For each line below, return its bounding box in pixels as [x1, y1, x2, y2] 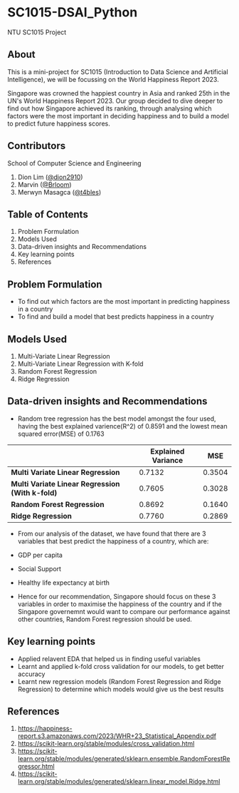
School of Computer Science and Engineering [7, 158, 142, 168]
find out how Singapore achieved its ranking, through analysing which [7, 104, 212, 113]
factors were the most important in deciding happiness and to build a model [7, 111, 230, 120]
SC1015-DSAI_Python [7, 4, 138, 21]
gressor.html [17, 762, 55, 771]
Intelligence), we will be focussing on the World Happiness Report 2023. [7, 75, 219, 83]
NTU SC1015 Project [7, 28, 67, 36]
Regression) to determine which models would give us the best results [17, 685, 224, 693]
